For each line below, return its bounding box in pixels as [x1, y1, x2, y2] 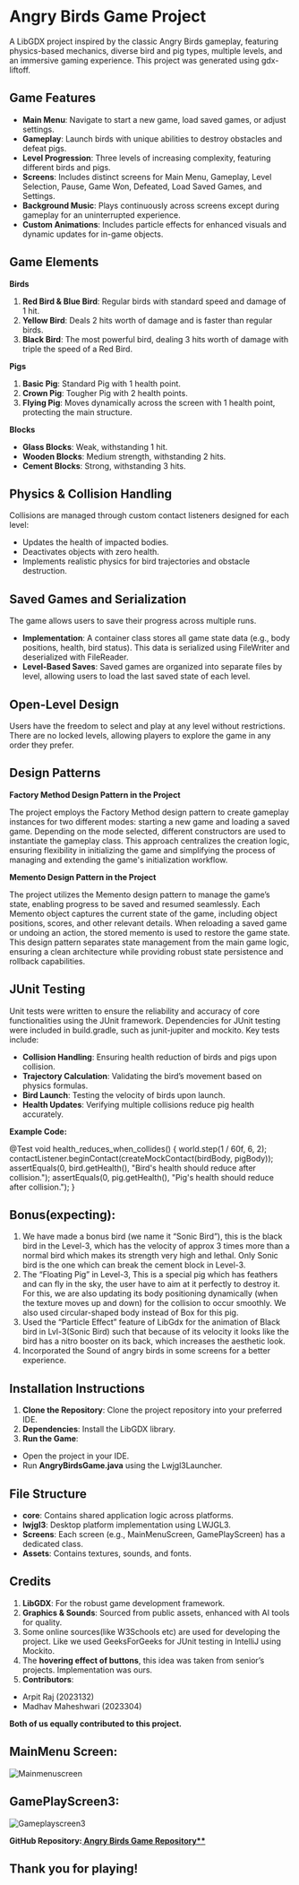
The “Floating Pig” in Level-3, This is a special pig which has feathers [21, 1269, 278, 1280]
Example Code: [9, 1126, 67, 1137]
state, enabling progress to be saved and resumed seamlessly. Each [9, 898, 261, 909]
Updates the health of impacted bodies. [21, 537, 169, 548]
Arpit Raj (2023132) [21, 1691, 95, 1702]
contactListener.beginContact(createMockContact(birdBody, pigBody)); [9, 1153, 274, 1163]
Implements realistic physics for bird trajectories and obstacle [21, 556, 251, 566]
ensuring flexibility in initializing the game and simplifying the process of [9, 844, 276, 855]
